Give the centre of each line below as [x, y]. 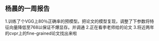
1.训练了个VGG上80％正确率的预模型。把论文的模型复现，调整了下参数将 [78, 21]
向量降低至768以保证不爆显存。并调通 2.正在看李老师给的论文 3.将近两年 [81, 27]
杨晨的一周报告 [27, 9]
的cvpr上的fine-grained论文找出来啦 [41, 33]
